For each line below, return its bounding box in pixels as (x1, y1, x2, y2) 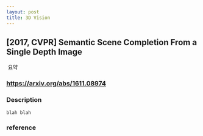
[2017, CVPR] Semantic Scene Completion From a (6, 37, 197, 48)
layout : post (6, 9, 40, 15)
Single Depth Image (6, 46, 82, 57)
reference (6, 123, 37, 132)
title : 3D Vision (6, 15, 51, 21)
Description (6, 96, 42, 104)
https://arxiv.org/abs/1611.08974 (6, 79, 107, 88)
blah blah (6, 109, 32, 116)
